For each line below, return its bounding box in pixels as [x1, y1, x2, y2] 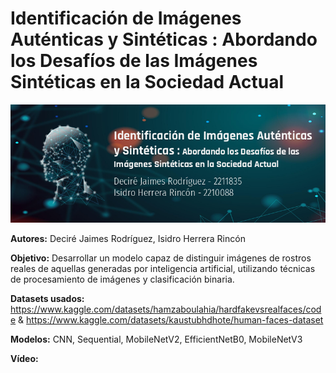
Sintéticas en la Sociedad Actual [10, 71, 285, 94]
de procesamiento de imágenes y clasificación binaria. [10, 273, 235, 285]
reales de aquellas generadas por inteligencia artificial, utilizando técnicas [10, 262, 316, 274]
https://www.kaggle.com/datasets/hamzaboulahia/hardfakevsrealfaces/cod [10, 303, 322, 315]
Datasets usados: [10, 292, 85, 304]
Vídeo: [10, 352, 39, 364]
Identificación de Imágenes [10, 7, 242, 30]
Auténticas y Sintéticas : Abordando [10, 28, 318, 51]
